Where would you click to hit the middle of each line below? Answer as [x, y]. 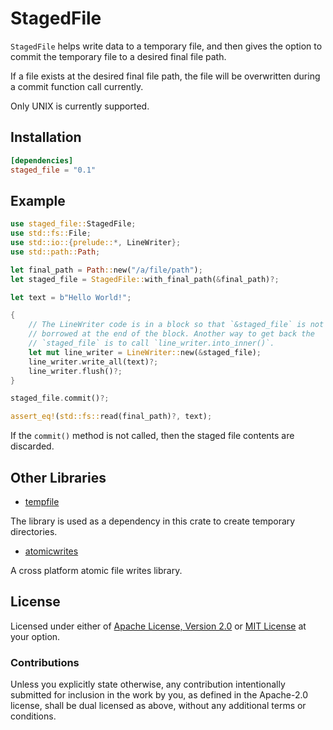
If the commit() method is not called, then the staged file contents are [152, 436]
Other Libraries [58, 477]
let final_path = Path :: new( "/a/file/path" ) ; [106, 270]
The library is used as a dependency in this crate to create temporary [153, 521]
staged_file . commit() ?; [60, 398]
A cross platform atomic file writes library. [96, 570]
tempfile [42, 501]
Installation [46, 137]
